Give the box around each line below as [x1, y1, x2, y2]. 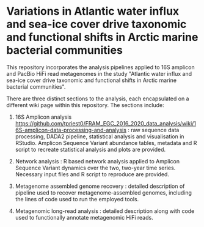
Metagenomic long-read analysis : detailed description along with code [15, 207, 195, 215]
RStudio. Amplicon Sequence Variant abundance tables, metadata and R [15, 139, 197, 146]
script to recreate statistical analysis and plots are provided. [15, 146, 166, 153]
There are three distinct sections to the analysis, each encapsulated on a [6, 95, 189, 102]
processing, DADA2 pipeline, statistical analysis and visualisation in [15, 133, 184, 140]
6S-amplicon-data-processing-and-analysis [15, 126, 127, 133]
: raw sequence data [128, 126, 180, 133]
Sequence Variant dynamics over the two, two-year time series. [15, 164, 176, 171]
